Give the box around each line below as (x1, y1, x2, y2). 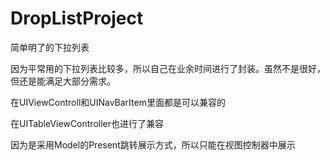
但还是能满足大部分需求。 (10, 75, 116, 87)
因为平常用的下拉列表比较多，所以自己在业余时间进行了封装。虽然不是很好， (10, 62, 326, 74)
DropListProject (10, 7, 144, 30)
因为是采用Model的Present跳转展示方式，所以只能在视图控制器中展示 (10, 138, 296, 151)
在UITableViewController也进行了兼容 (10, 117, 164, 129)
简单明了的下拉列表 (10, 41, 90, 53)
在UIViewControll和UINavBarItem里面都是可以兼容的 (10, 96, 226, 108)
